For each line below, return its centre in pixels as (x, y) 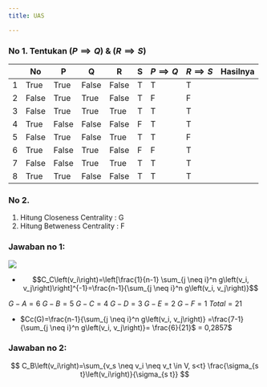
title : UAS (26, 16)
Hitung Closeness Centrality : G (72, 218)
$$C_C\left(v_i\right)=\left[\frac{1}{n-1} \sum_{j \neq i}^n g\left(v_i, (141, 279)
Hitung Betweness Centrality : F (72, 226)
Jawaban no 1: (37, 247)
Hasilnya (237, 71)
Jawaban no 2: (38, 348)
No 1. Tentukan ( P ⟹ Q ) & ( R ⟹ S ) (77, 50)
